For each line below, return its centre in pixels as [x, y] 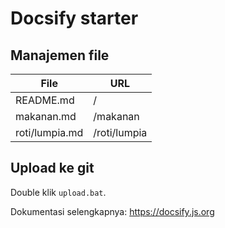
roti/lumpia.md [49, 132]
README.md [45, 100]
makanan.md [46, 116]
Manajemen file [60, 55]
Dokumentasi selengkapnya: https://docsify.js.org [112, 211]
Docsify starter [74, 18]
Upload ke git [52, 168]
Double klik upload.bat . [58, 192]
